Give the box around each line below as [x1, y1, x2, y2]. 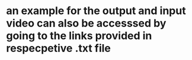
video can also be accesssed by [6, 16, 167, 30]
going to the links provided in [6, 29, 152, 42]
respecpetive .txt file [6, 42, 111, 55]
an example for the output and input [6, 4, 186, 18]
